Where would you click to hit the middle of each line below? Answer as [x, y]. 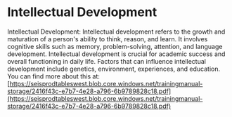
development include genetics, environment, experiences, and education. [114, 69]
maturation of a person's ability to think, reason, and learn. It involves [108, 39]
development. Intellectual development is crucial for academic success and [116, 54]
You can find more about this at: [54, 76]
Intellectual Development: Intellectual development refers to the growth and [116, 32]
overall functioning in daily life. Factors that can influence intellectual [107, 61]
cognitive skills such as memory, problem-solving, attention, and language [115, 46]
